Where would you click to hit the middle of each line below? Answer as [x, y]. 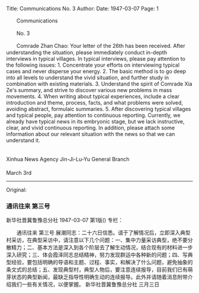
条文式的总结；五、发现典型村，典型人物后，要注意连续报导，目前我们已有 [97, 270]
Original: [17, 190]
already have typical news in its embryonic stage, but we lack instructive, [95, 121]
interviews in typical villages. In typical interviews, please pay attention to [96, 59]
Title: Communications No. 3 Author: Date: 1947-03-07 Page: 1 [82, 9]
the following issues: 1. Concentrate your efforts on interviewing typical [93, 65]
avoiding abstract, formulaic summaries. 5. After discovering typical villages [99, 109]
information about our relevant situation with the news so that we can [91, 134]
